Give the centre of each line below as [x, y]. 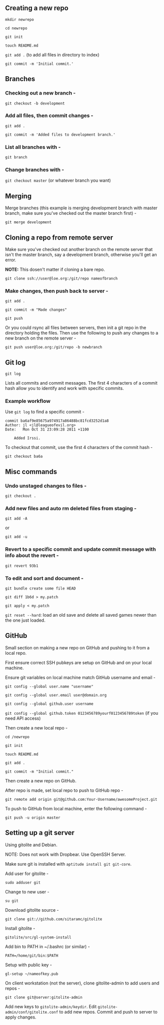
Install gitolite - [20, 928]
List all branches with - [33, 147]
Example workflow [28, 401]
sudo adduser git [23, 882]
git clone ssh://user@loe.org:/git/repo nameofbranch [62, 279]
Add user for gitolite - [27, 874]
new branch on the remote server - [41, 338]
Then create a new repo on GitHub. [41, 781]
